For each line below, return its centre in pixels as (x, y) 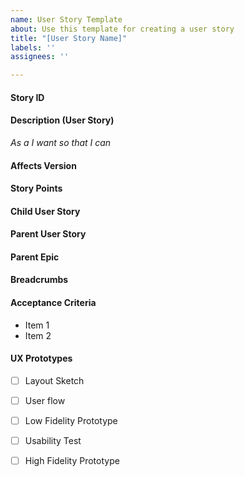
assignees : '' (40, 57)
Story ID (27, 97)
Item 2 (38, 335)
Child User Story (45, 211)
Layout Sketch (54, 380)
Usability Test (53, 441)
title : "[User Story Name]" (69, 38)
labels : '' (33, 47)
